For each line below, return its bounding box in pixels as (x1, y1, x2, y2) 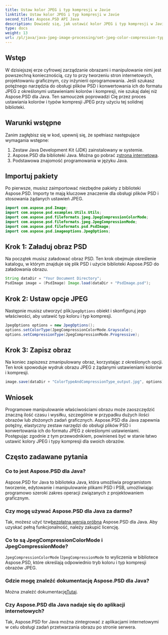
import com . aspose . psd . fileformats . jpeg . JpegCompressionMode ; (5, 219, 137, 224)
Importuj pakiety (5, 172, 58, 180)
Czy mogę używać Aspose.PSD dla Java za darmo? (5, 508, 132, 515)
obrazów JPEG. (5, 565, 37, 571)
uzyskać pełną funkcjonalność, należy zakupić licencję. (5, 524, 119, 530)
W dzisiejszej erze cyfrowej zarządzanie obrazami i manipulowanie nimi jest (5, 67, 161, 73)
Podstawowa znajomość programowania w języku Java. (12, 157, 128, 163)
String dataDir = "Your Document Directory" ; (5, 276, 101, 281)
